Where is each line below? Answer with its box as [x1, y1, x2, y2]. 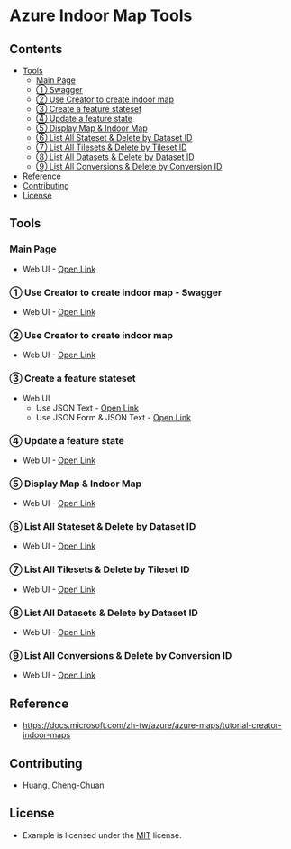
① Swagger [35, 85, 83, 95]
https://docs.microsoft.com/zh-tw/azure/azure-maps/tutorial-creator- [22, 720, 282, 731]
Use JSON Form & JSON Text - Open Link [35, 411, 192, 422]
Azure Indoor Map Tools [9, 5, 193, 26]
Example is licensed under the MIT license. [22, 829, 182, 840]
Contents [9, 42, 63, 57]
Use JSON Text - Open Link [35, 402, 140, 413]
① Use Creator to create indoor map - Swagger [9, 286, 223, 299]
